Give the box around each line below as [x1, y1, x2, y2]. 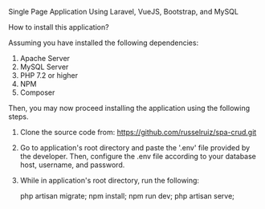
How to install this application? [8, 23, 110, 31]
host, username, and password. [19, 160, 125, 170]
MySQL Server [19, 62, 69, 72]
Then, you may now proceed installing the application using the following [8, 104, 251, 113]
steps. [8, 112, 29, 121]
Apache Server [19, 54, 71, 63]
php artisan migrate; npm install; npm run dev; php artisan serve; [19, 191, 235, 200]
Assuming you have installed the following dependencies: [8, 38, 199, 47]
